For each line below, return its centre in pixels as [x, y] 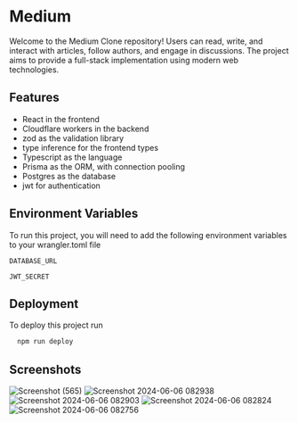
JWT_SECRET [29, 277]
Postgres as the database [69, 176]
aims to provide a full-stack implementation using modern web [124, 60]
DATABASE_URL [33, 261]
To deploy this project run [56, 325]
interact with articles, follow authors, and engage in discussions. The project [149, 50]
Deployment [44, 304]
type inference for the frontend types [90, 147]
